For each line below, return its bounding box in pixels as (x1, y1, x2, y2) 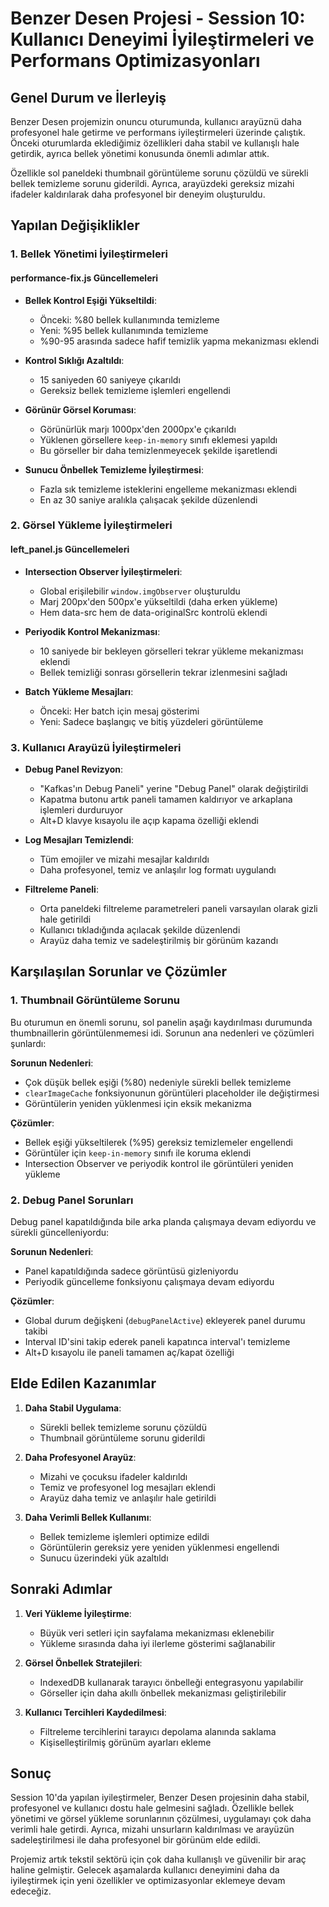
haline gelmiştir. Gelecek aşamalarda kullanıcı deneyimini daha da (10, 1864, 280, 1876)
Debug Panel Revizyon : (24, 763, 123, 775)
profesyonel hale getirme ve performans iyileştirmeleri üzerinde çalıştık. (10, 127, 306, 138)
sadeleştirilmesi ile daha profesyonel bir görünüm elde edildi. (10, 1834, 261, 1846)
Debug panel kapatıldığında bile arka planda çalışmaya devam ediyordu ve (10, 1215, 317, 1227)
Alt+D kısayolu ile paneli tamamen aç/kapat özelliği (24, 1346, 235, 1358)
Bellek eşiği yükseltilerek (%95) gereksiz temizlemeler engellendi (24, 1136, 293, 1148)
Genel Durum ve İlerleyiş (10, 89, 167, 106)
